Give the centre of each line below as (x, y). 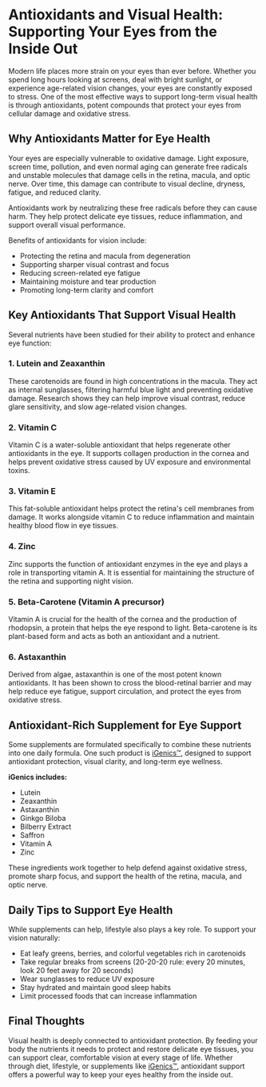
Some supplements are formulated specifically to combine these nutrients (130, 745)
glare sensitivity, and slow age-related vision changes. (98, 406)
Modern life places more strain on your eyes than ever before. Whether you (132, 71)
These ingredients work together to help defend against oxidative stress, (128, 868)
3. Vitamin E (32, 491)
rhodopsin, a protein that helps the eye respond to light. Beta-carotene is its (133, 628)
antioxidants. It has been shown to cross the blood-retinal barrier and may (130, 683)
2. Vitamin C (33, 427)
